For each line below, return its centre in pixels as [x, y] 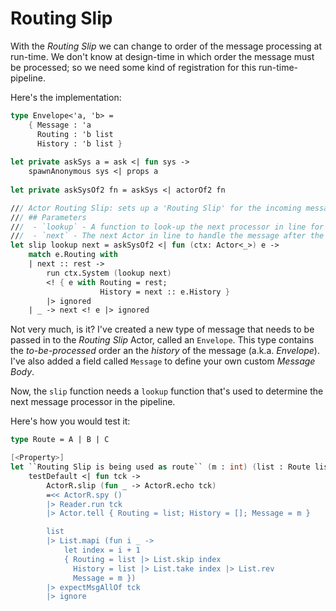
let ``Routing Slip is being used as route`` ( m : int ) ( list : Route [160, 467]
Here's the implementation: [66, 97]
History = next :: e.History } [164, 292]
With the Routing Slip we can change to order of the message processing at [166, 46]
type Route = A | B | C [60, 440]
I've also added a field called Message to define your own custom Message [163, 361]
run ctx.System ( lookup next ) [109, 273]
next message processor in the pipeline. [93, 402]
